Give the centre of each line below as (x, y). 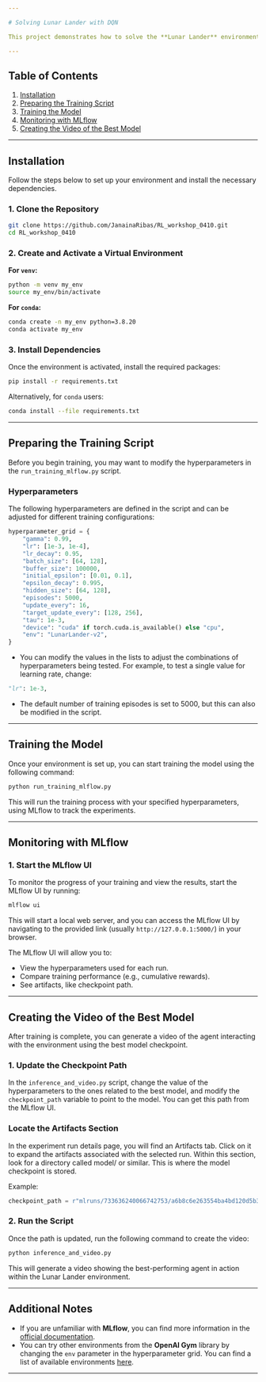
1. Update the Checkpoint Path (68, 1065)
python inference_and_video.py (60, 1253)
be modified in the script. (61, 712)
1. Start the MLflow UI (50, 865)
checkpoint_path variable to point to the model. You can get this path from (129, 1100)
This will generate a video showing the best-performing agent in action (124, 1268)
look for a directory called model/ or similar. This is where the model (119, 1162)
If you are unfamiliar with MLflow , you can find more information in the (135, 1328)
